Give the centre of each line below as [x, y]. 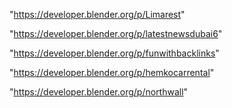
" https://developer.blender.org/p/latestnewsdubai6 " [116, 33]
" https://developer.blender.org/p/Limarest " [97, 14]
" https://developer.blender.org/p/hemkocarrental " [112, 72]
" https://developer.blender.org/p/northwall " [99, 92]
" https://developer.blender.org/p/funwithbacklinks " [114, 53]
